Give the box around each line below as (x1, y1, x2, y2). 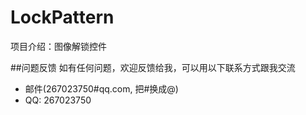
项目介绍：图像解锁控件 (10, 40, 107, 52)
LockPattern (10, 6, 115, 29)
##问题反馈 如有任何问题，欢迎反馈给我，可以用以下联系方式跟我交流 (10, 61, 296, 73)
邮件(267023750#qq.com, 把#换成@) (24, 82, 179, 95)
